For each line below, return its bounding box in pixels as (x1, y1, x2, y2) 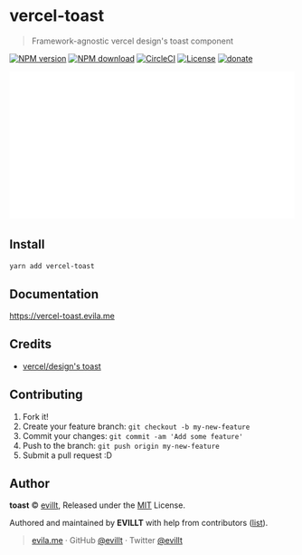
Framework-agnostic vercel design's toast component (31, 35, 233, 46)
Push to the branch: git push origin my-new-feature (22, 440, 220, 451)
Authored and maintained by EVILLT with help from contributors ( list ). (9, 518, 269, 529)
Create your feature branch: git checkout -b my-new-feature (22, 421, 250, 432)
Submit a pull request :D (22, 450, 113, 461)
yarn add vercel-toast (9, 262, 95, 271)
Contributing (9, 387, 83, 403)
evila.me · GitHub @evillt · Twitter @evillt (31, 535, 183, 546)
